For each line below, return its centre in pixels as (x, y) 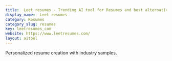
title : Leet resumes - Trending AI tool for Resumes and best (74, 10)
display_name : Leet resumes (36, 15)
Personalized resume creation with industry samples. (61, 53)
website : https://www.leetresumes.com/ (48, 34)
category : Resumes (25, 19)
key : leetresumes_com (28, 29)
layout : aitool (21, 39)
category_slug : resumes (31, 24)
